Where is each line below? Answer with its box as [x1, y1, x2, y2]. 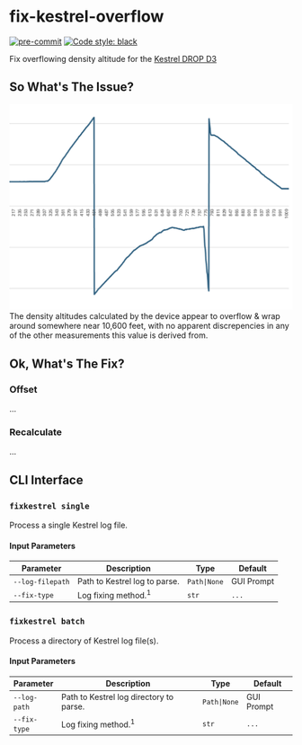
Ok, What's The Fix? [9, 356, 125, 371]
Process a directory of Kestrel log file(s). [9, 635, 159, 646]
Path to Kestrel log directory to [61, 691, 173, 702]
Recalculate [9, 426, 63, 439]
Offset [9, 383, 38, 395]
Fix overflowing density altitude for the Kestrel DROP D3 [9, 53, 218, 64]
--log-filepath [13, 578, 70, 587]
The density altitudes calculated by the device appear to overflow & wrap [9, 311, 280, 322]
